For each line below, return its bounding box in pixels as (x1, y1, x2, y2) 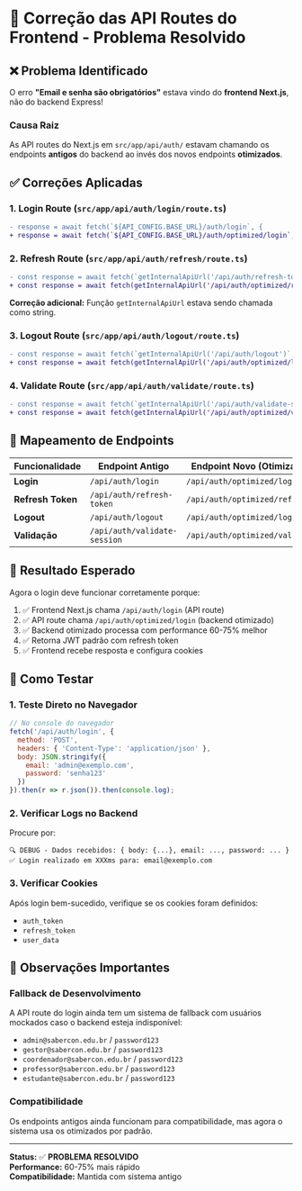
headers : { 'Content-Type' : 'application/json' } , (17, 744, 211, 753)
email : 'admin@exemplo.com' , (25, 761, 135, 770)
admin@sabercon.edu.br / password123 (22, 1034, 159, 1045)
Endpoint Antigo (97, 459, 170, 472)
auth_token (22, 916, 64, 925)
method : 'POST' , (17, 735, 78, 744)
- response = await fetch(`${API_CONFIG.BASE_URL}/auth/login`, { (9, 222, 263, 231)
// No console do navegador (9, 719, 115, 728)
